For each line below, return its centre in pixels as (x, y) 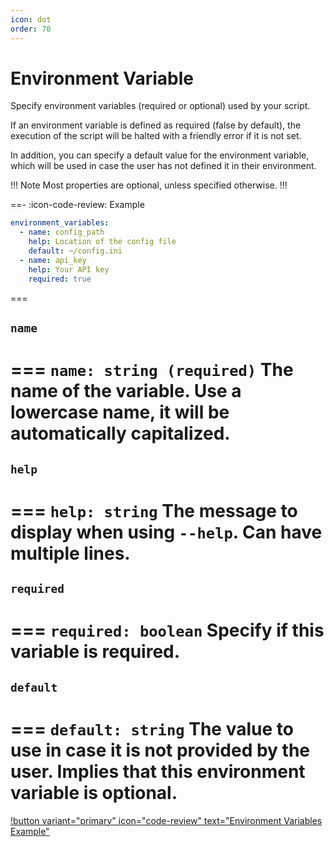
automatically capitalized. (120, 433)
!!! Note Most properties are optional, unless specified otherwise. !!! (149, 185)
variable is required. (95, 652)
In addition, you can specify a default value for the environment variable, (160, 155)
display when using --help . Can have (166, 532)
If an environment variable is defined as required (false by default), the (156, 125)
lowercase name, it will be (120, 412)
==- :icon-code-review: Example (77, 205)
